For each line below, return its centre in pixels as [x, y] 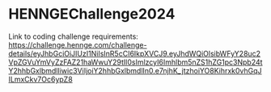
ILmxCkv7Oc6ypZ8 [40, 79]
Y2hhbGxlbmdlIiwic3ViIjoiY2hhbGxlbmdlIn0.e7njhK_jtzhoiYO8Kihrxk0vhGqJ [135, 70]
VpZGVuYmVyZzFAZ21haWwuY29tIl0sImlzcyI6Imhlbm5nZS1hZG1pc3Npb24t [135, 62]
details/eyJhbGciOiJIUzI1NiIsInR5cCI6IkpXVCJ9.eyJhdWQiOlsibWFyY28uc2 [135, 53]
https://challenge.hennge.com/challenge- [78, 44]
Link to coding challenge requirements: [74, 36]
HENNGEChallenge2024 [92, 14]
